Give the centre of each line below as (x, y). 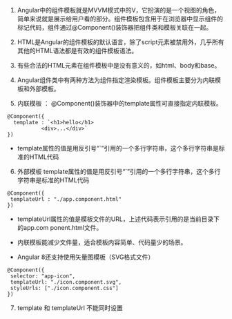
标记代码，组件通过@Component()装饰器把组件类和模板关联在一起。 (115, 27)
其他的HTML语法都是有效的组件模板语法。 (77, 51)
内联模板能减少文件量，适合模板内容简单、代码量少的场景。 (102, 242)
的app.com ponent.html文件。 (60, 228)
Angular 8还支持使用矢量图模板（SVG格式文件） (86, 257)
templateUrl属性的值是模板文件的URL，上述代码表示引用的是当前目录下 (118, 219)
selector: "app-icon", (43, 276)
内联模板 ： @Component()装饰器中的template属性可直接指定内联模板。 (119, 103)
